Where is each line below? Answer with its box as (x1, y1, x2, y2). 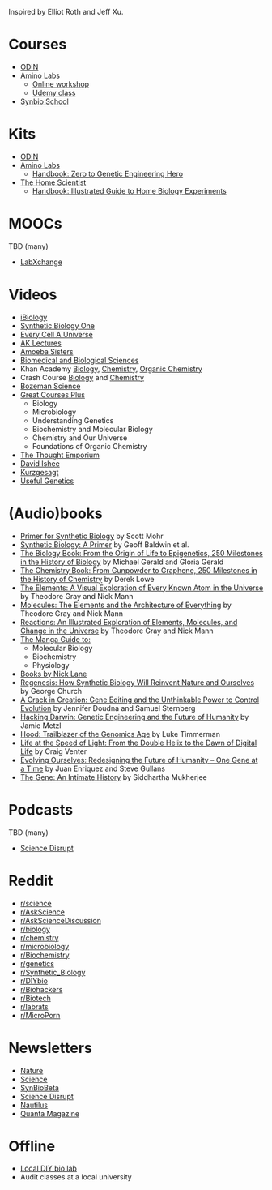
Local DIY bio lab (19, 1163, 77, 1174)
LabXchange (19, 257, 63, 267)
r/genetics (19, 958, 55, 968)
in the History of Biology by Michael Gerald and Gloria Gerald (19, 557, 224, 567)
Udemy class (32, 88, 76, 97)
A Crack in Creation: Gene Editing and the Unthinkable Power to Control (19, 695, 260, 704)
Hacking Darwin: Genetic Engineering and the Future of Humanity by (19, 712, 249, 721)
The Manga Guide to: (19, 634, 91, 644)
